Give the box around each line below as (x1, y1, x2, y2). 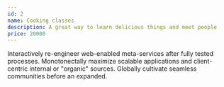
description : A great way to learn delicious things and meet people (7, 23, 218, 30)
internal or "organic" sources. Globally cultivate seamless (29, 64, 197, 73)
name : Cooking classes (7, 17, 74, 24)
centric (7, 64, 28, 73)
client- (194, 57, 213, 66)
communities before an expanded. (7, 72, 108, 81)
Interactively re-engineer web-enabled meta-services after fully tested (7, 50, 214, 58)
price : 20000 (7, 30, 46, 37)
